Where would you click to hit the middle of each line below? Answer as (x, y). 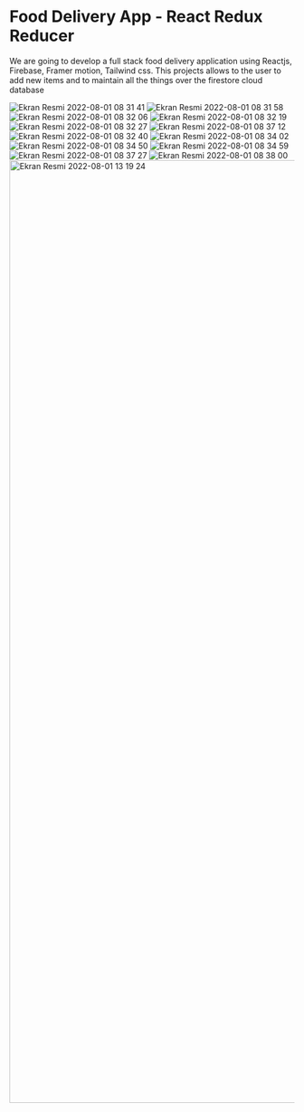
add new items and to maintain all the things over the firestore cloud (136, 80)
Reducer (42, 36)
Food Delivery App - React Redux (136, 17)
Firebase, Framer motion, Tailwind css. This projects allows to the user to (146, 71)
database (27, 90)
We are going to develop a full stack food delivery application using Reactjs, (151, 61)
